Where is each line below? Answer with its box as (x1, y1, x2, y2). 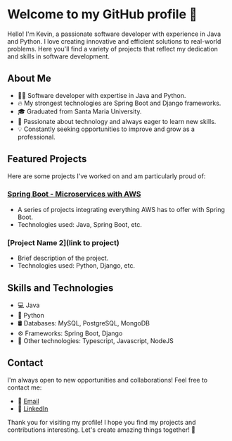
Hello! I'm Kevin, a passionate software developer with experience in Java (7, 30, 221, 38)
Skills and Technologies (7, 282, 114, 294)
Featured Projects (7, 153, 87, 165)
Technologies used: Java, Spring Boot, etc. (17, 220, 143, 228)
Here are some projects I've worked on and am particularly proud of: (7, 172, 206, 180)
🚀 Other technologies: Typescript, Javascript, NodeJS (17, 336, 174, 344)
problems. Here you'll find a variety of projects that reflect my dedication (7, 44, 218, 53)
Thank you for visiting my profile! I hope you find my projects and (7, 418, 196, 426)
